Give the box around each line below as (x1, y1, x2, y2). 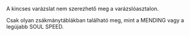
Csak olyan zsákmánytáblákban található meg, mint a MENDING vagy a (6, 17, 185, 23)
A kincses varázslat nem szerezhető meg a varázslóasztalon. (6, 5, 159, 12)
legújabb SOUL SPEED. (6, 23, 64, 30)
